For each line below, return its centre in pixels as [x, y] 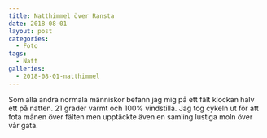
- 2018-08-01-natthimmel [58, 76]
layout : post [31, 31]
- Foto [27, 46]
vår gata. [23, 125]
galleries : [27, 69]
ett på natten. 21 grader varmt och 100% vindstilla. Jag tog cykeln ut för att [133, 108]
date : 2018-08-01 [38, 24]
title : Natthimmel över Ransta [61, 16]
